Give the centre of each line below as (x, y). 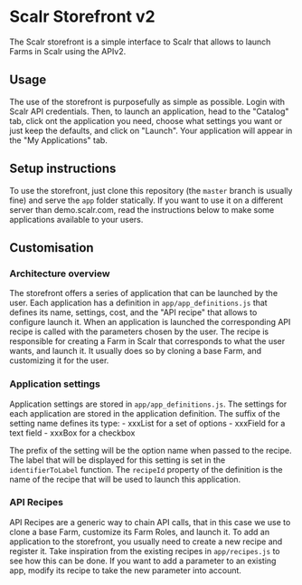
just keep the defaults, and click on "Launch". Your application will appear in (151, 130)
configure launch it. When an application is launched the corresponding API (150, 322)
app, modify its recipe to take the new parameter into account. (126, 570)
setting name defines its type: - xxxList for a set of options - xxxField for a (147, 423)
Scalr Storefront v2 (82, 17)
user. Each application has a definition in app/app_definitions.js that (139, 303)
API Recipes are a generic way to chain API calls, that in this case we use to (150, 522)
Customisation (52, 248)
